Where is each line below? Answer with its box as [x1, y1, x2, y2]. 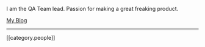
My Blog [6, 17, 27, 23]
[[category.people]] [6, 34, 56, 41]
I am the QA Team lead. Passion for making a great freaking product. [6, 5, 179, 12]
